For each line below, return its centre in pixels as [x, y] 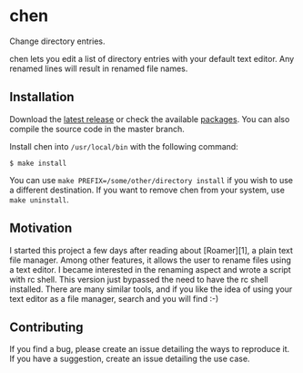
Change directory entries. [58, 41]
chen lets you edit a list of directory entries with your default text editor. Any [152, 58]
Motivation [41, 228]
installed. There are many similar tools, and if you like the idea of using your [151, 289]
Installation [42, 97]
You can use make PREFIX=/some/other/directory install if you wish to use [151, 180]
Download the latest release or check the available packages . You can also [150, 119]
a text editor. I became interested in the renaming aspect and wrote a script [150, 269]
